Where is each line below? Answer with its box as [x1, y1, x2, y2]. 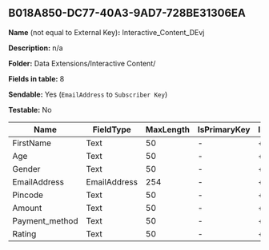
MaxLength [145, 124, 191, 135]
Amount [12, 202, 42, 213]
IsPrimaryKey [197, 124, 251, 135]
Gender [12, 163, 41, 174]
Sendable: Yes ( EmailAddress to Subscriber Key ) [8, 89, 168, 99]
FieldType [92, 124, 132, 135]
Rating [12, 228, 37, 239]
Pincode [12, 189, 44, 200]
